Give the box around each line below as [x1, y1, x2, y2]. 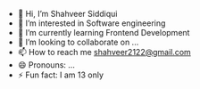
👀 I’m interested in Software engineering [17, 18, 166, 28]
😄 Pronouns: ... [17, 60, 76, 70]
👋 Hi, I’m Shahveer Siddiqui [17, 9, 118, 19]
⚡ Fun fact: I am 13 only [17, 69, 104, 80]
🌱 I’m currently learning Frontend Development [17, 28, 190, 37]
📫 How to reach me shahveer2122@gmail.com [17, 47, 192, 57]
